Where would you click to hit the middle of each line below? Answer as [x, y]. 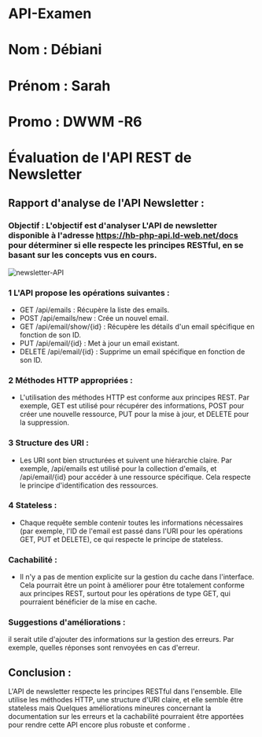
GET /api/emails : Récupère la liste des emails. [94, 310]
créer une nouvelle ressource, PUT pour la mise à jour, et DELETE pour [134, 415]
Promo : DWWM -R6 [76, 122]
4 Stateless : [33, 506]
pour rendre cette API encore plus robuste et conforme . [99, 725]
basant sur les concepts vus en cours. [83, 255]
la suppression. [44, 422]
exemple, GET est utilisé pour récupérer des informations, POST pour [132, 406]
